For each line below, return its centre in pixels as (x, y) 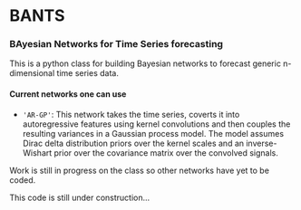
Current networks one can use (68, 94)
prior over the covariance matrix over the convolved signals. (166, 153)
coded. (23, 180)
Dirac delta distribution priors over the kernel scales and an (133, 143)
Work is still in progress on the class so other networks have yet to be (140, 170)
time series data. (88, 73)
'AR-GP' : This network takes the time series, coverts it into (131, 114)
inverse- (262, 143)
